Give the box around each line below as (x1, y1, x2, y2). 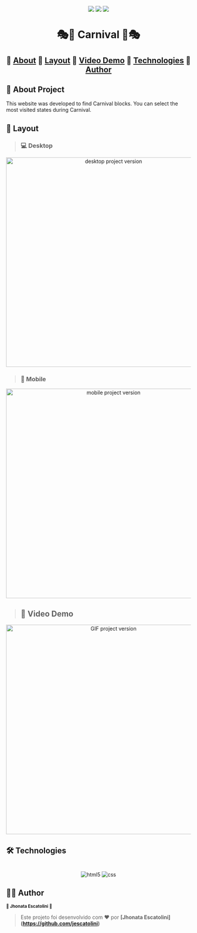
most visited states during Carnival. (6, 106, 92, 114)
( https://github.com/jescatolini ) (20, 920, 100, 927)
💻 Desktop (20, 141, 53, 149)
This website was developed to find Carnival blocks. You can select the (6, 100, 178, 107)
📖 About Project (6, 84, 65, 94)
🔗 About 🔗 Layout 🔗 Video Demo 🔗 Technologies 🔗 (6, 55, 191, 65)
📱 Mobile (20, 375, 46, 383)
